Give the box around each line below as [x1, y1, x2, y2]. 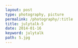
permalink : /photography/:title [5, 16, 73, 21]
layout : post [5, 7, 33, 12]
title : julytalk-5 [5, 21, 44, 26]
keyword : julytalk [5, 30, 44, 35]
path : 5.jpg [5, 35, 30, 40]
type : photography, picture [5, 12, 64, 17]
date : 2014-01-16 [5, 26, 42, 31]
